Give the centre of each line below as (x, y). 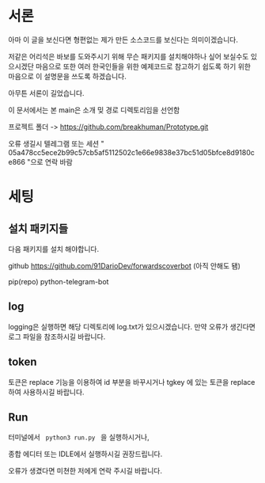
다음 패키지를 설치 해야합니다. (54, 249)
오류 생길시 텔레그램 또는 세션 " (56, 143)
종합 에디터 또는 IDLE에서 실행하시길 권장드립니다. (85, 454)
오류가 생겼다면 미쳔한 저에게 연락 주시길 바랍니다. (85, 471)
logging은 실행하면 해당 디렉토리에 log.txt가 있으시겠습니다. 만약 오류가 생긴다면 (132, 326)
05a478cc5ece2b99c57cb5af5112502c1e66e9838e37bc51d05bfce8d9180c (132, 152)
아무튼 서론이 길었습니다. (46, 93)
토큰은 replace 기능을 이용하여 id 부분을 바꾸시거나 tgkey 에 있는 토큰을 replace (132, 382)
